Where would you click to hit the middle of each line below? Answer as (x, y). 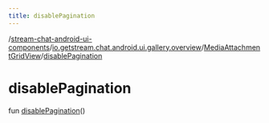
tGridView (25, 55)
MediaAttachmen (232, 47)
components (29, 47)
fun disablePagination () (47, 110)
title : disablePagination (51, 16)
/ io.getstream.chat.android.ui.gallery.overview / (127, 47)
